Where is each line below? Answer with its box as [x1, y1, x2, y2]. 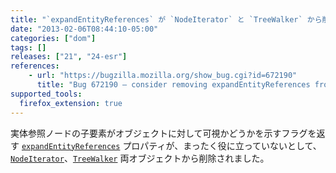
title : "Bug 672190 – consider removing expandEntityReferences [36, 80, 311, 90]
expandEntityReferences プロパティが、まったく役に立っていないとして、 [21, 139, 322, 151]
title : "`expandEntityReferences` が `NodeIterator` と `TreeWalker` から [10, 14, 323, 25]
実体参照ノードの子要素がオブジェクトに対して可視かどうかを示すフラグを [10, 127, 317, 139]
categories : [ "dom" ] [10, 33, 97, 43]
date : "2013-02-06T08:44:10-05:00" [10, 24, 159, 34]
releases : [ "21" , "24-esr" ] [10, 52, 128, 62]
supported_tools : [10, 89, 83, 99]
